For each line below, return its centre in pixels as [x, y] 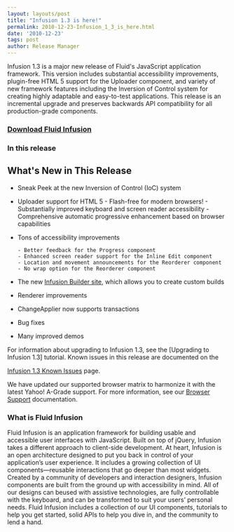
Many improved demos [50, 336]
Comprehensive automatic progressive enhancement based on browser [121, 216]
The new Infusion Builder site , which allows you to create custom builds [121, 281]
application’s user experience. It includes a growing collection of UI [104, 462]
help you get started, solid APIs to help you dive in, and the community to [113, 514]
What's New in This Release [69, 171]
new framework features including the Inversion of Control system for [108, 89]
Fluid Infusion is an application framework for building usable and [102, 432]
